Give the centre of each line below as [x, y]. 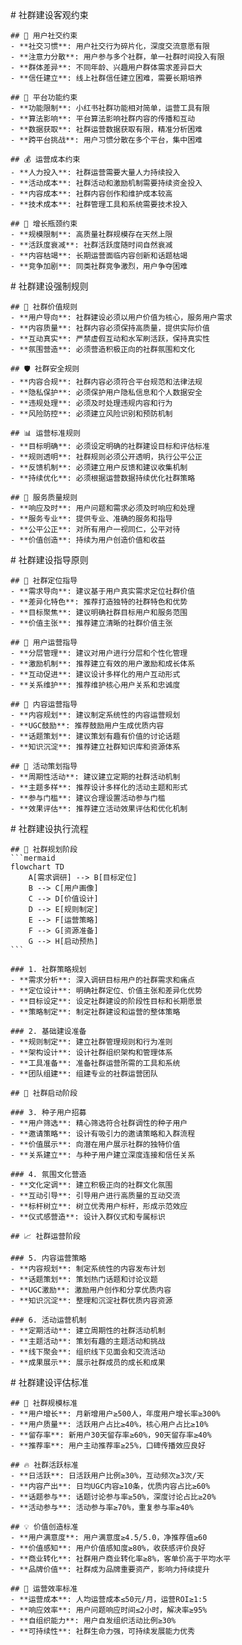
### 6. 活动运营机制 [48, 1320]
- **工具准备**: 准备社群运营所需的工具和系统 [95, 1063]
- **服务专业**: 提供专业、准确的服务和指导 [91, 519]
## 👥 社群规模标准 [44, 1403]
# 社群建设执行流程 [49, 828]
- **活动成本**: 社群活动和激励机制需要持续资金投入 [106, 183]
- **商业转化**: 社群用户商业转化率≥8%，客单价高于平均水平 [121, 1559]
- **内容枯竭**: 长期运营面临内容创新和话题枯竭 [99, 256]
